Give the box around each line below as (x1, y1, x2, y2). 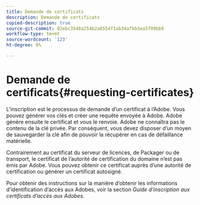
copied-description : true (6, 20, 70, 26)
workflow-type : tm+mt (6, 31, 60, 37)
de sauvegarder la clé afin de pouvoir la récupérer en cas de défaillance (6, 131, 183, 138)
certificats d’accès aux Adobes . (6, 192, 85, 199)
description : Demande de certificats (6, 14, 100, 20)
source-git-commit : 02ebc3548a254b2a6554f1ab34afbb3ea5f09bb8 (6, 25, 164, 32)
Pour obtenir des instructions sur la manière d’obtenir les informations (6, 179, 178, 186)
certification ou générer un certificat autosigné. (6, 168, 122, 175)
